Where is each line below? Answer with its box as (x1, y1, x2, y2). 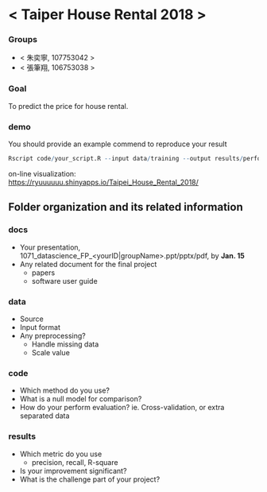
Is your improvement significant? (19, 466, 127, 475)
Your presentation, (19, 242, 81, 252)
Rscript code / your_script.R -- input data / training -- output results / (8, 155, 244, 163)
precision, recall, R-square (31, 457, 118, 467)
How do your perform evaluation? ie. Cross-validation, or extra (19, 403, 225, 413)
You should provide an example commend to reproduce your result (8, 139, 228, 149)
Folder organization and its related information (8, 200, 244, 214)
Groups (8, 34, 38, 45)
